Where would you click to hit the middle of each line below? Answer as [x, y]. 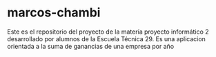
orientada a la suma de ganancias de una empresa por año [91, 46]
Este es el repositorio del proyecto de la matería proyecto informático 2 [108, 32]
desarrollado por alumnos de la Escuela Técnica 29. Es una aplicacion [106, 38]
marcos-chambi [54, 13]
